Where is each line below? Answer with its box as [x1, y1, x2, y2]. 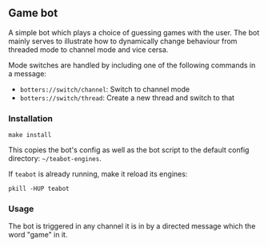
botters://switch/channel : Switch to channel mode [19, 84, 190, 94]
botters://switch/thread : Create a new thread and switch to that [19, 92, 234, 103]
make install [8, 132, 52, 140]
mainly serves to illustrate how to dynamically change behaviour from [8, 36, 238, 46]
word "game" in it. [8, 230, 68, 240]
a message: [8, 68, 46, 79]
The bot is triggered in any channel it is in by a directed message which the [8, 221, 256, 231]
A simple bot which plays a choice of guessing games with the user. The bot [8, 27, 260, 37]
